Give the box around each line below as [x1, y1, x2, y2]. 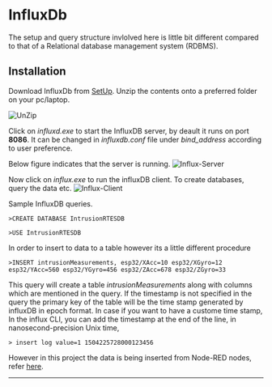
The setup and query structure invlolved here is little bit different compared [8, 32, 259, 42]
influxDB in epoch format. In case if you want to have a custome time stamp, [8, 305, 263, 315]
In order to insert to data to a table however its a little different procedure [8, 243, 251, 253]
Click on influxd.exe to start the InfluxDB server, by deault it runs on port [8, 125, 249, 135]
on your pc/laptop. [8, 95, 70, 104]
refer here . [8, 361, 45, 371]
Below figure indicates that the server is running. [8, 159, 171, 168]
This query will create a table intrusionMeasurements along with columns [8, 279, 253, 289]
